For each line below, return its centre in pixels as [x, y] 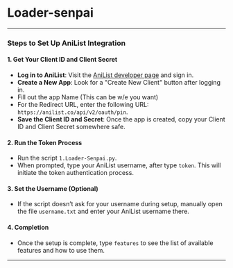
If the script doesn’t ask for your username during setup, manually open [120, 204]
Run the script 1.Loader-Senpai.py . [67, 158]
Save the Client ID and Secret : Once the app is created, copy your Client [121, 119]
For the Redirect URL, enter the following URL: [83, 105]
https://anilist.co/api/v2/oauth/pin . [72, 112]
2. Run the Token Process [45, 142]
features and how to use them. [61, 250]
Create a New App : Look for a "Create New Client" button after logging [119, 83]
